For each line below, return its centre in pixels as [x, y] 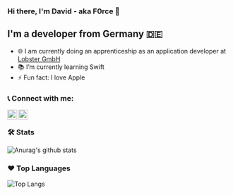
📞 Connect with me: [41, 98]
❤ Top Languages [39, 168]
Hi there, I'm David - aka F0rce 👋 [64, 11]
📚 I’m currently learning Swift [61, 67]
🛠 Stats [21, 132]
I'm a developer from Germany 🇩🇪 [85, 34]
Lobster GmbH [39, 58]
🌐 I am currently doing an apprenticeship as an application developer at [122, 51]
